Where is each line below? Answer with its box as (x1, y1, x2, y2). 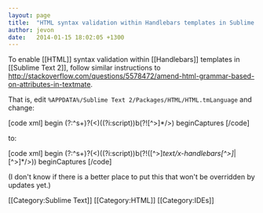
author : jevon (8, 26, 55, 34)
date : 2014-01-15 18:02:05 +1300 (8, 33, 125, 42)
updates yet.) (8, 181, 51, 190)
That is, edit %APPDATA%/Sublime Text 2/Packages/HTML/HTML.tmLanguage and (8, 95, 253, 104)
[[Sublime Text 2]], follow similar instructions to (8, 63, 161, 73)
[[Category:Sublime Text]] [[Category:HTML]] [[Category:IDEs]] (8, 196, 214, 205)
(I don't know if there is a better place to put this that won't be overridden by (8, 172, 255, 182)
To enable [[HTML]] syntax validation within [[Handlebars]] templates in (8, 55, 240, 64)
